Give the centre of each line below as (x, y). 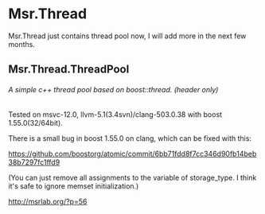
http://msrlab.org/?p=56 (48, 201)
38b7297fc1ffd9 (34, 162)
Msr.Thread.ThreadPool (69, 70)
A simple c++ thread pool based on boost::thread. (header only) (113, 89)
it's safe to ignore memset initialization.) (74, 186)
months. (22, 44)
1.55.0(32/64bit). (36, 123)
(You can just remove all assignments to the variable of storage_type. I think (132, 177)
